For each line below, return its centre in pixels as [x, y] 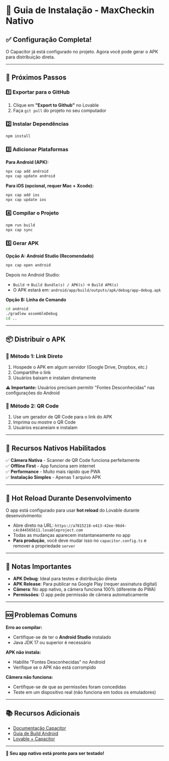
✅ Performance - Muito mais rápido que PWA [53, 472]
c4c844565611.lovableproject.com [48, 530]
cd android [17, 309]
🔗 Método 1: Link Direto [34, 356]
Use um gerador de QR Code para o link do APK [62, 417]
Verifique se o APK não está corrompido [54, 667]
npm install [18, 136]
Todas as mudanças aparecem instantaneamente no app [72, 535]
